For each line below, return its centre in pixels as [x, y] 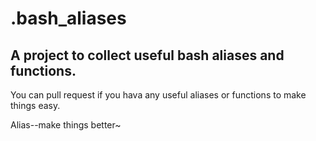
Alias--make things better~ [66, 125]
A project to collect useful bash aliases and [147, 55]
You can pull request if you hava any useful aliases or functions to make [158, 95]
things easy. [35, 105]
